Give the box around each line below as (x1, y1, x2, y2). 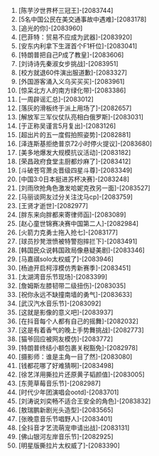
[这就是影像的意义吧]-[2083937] (18, 308, 114, 316)
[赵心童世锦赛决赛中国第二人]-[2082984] (18, 219, 139, 227)
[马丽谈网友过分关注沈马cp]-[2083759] (18, 192, 133, 201)
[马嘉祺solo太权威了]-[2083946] (18, 255, 114, 263)
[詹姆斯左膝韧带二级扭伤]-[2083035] (18, 281, 126, 290)
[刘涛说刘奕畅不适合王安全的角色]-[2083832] (18, 397, 151, 405)
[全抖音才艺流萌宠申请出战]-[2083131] (18, 423, 130, 432)
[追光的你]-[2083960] (18, 24, 83, 32)
